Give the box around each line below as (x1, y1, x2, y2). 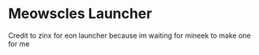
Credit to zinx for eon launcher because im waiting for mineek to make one (8, 31, 251, 40)
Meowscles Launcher (8, 5, 152, 23)
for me (8, 38, 30, 48)
